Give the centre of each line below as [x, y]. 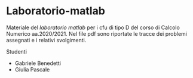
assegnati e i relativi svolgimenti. [46, 40]
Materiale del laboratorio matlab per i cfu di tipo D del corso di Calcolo [93, 27]
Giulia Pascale [32, 69]
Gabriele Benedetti [38, 63]
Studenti [16, 51]
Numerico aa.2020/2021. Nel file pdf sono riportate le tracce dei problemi [96, 33]
